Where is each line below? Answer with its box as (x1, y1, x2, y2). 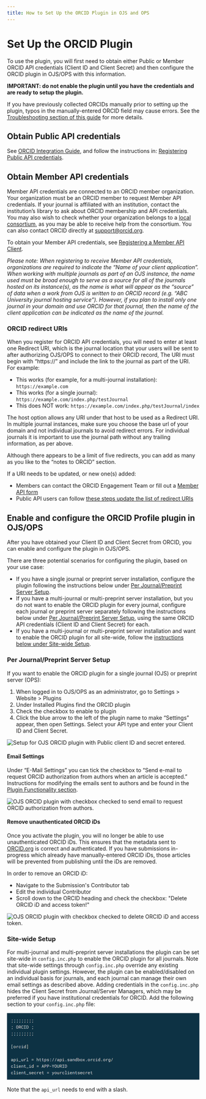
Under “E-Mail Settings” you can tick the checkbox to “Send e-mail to (7, 766, 182, 773)
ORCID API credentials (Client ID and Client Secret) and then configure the (7, 64, 194, 71)
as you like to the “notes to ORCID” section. (7, 458, 117, 466)
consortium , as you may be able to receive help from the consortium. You (7, 220, 192, 228)
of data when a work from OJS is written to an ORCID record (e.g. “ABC (7, 289, 188, 297)
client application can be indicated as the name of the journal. (7, 309, 164, 316)
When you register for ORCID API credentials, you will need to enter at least (7, 338, 197, 346)
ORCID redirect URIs (7, 324, 68, 333)
